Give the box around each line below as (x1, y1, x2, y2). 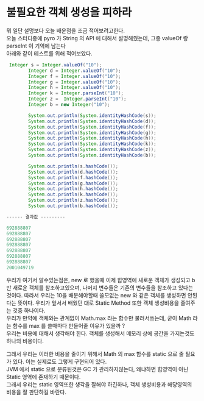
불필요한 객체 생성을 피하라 (6, 5, 132, 20)
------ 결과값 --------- (6, 214, 66, 220)
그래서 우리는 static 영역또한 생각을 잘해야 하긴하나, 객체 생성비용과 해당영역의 (6, 380, 192, 388)
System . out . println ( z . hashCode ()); (28, 197, 119, 204)
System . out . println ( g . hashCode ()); (28, 180, 119, 186)
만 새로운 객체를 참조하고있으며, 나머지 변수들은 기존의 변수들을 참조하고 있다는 (6, 284, 194, 291)
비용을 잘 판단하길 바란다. (6, 388, 67, 396)
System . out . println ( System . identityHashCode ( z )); (28, 147, 157, 153)
